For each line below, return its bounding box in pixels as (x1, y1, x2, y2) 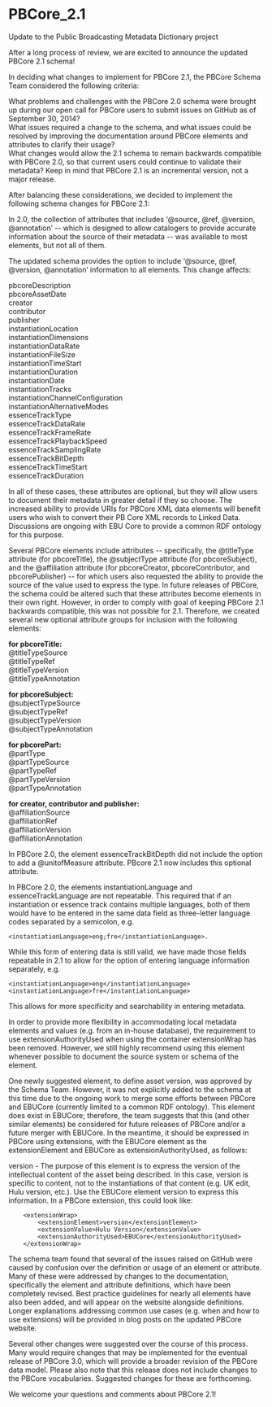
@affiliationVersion (8, 824, 71, 834)
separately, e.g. (8, 963, 61, 973)
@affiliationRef (8, 815, 58, 826)
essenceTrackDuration (8, 470, 84, 480)
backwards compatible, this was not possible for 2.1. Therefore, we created (8, 605, 260, 615)
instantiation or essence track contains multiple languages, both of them (8, 899, 250, 909)
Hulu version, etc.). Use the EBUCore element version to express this (8, 1186, 239, 1196)
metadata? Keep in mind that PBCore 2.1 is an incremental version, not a (8, 165, 249, 175)
